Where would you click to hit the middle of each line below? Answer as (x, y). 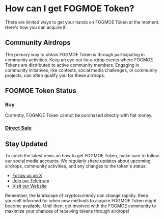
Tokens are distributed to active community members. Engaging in (72, 65)
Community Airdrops (38, 43)
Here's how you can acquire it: (36, 27)
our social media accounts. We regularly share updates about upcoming (78, 161)
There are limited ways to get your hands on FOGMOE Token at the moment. (82, 22)
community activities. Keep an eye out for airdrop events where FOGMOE (79, 60)
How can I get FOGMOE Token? (70, 9)
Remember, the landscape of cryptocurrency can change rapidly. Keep (77, 195)
